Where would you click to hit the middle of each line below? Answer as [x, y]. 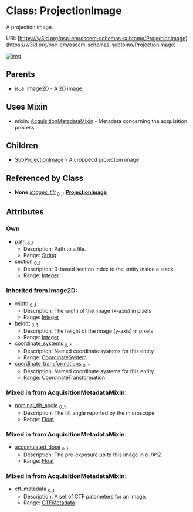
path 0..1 [24, 242]
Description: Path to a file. [55, 249]
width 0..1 [25, 304]
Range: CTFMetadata [49, 503]
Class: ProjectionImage [64, 11]
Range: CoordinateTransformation [64, 377]
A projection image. [30, 27]
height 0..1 [26, 324]
